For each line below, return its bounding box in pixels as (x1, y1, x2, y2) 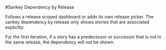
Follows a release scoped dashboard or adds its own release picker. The (5, 14, 154, 19)
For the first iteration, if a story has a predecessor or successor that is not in (5, 34, 162, 40)
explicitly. (5, 24, 25, 30)
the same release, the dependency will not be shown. (5, 39, 115, 45)
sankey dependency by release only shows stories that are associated (5, 19, 150, 25)
